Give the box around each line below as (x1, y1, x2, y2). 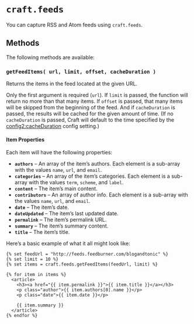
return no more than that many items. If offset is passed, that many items (6, 98, 183, 105)
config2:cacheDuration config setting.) (6, 123, 99, 130)
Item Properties (6, 136, 45, 143)
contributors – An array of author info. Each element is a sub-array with (14, 191, 188, 198)
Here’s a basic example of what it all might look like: (6, 240, 130, 247)
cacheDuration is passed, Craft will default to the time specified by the (6, 116, 174, 123)
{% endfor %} (6, 313, 38, 319)
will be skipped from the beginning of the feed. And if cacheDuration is (6, 104, 175, 111)
